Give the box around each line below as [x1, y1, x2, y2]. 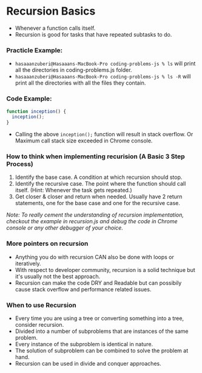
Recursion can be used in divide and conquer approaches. [15, 360, 162, 368]
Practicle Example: [6, 46, 63, 54]
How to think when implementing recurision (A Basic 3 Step [6, 152, 185, 161]
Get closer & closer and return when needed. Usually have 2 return [15, 193, 183, 200]
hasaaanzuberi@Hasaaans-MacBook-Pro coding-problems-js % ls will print [15, 60, 196, 68]
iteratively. [15, 260, 41, 267]
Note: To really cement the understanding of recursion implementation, [6, 211, 184, 218]
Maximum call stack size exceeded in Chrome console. [15, 137, 153, 144]
